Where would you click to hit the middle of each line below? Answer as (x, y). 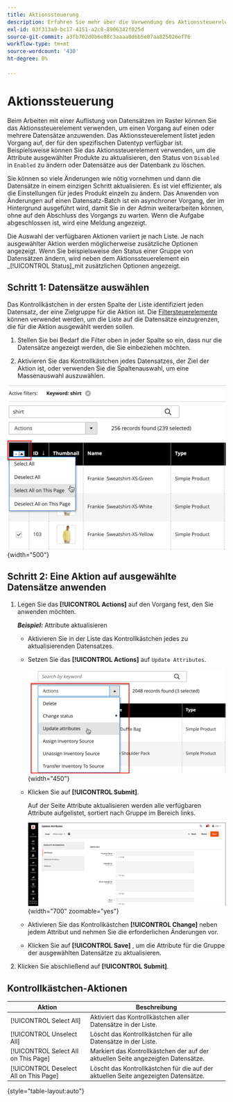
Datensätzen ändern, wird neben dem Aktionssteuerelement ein (98, 258)
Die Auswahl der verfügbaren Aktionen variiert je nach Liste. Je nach (106, 236)
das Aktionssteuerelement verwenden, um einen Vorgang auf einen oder (111, 128)
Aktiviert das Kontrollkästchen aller (139, 1017)
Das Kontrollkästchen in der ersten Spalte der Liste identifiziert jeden (105, 304)
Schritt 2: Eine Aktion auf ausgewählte (92, 577)
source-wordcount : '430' (43, 51)
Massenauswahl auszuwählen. (61, 375)
